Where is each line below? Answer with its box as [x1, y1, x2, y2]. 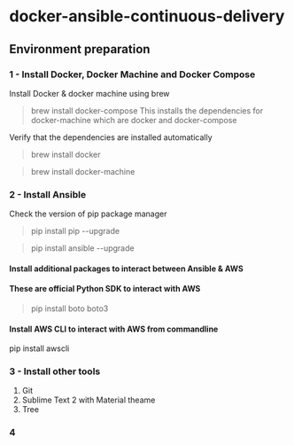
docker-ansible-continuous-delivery [9, 6, 285, 27]
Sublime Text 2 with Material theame [21, 394, 156, 405]
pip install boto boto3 [30, 303, 109, 314]
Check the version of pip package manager [9, 208, 167, 219]
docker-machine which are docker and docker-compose [30, 114, 237, 125]
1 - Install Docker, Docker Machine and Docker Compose [9, 68, 256, 81]
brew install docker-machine [30, 166, 135, 176]
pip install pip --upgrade [30, 226, 120, 237]
